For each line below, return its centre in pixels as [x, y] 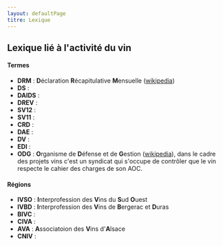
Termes [18, 65]
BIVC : [26, 214]
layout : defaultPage [37, 13]
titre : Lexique [29, 20]
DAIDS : [28, 95]
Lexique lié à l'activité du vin [70, 48]
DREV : [27, 103]
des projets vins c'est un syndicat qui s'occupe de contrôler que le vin [117, 161]
